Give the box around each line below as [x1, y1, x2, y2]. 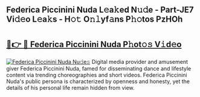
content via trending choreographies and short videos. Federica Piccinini [6, 72, 187, 78]
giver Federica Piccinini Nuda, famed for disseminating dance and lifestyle [6, 65, 192, 72]
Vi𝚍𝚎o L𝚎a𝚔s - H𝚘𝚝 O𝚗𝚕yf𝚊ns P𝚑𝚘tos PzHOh [6, 14, 183, 25]
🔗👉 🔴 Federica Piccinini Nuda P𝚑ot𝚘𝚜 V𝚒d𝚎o [6, 39, 182, 49]
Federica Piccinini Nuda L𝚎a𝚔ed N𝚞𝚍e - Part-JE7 [6, 5, 194, 15]
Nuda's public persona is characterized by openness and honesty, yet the [6, 78, 190, 85]
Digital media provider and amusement [91, 58, 189, 65]
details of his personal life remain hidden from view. [6, 84, 135, 91]
